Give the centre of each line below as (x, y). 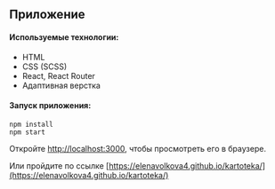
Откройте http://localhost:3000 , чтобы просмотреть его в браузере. (138, 148)
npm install (31, 124)
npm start (28, 132)
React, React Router (59, 75)
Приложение (48, 15)
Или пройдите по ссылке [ (59, 165)
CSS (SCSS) (44, 67)
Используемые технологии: (64, 37)
